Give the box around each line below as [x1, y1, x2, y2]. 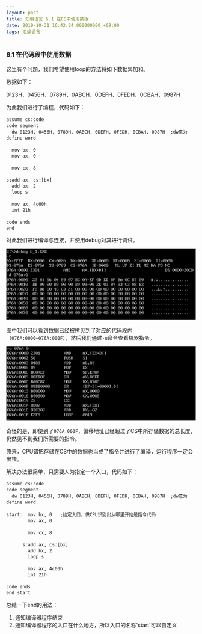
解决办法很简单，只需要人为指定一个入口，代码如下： [6, 468, 138, 475]
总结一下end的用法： [6, 601, 58, 608]
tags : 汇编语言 [6, 29, 41, 35]
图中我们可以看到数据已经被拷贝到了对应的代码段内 [6, 327, 133, 334]
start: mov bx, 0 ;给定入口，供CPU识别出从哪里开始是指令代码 [6, 511, 156, 517]
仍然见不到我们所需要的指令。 [6, 435, 80, 442]
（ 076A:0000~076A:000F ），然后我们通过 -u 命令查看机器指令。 [6, 334, 155, 342]
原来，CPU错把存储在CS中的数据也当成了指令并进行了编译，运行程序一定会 [6, 448, 194, 455]
